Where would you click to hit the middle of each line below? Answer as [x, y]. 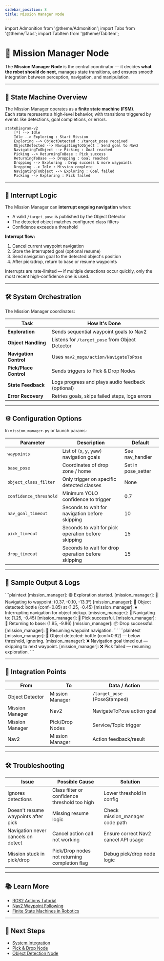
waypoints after [25, 816]
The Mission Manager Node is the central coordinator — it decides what [78, 67]
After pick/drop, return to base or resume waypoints [64, 262]
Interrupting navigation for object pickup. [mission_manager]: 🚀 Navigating [80, 612]
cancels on [20, 837]
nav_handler [138, 457]
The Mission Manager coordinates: [40, 311]
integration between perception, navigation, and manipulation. [68, 77]
